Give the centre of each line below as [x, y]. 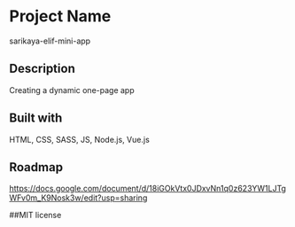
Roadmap [36, 167]
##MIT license [35, 215]
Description [42, 69]
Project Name [60, 16]
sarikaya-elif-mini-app [50, 41]
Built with [36, 118]
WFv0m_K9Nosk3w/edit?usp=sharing [78, 198]
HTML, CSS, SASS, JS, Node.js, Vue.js [80, 139]
